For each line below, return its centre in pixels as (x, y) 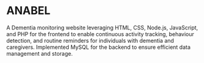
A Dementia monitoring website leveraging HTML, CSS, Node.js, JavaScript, (102, 28)
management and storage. (40, 53)
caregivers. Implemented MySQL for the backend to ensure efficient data (99, 47)
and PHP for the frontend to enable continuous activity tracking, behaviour (100, 34)
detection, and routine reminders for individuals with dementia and (90, 40)
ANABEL (28, 11)
